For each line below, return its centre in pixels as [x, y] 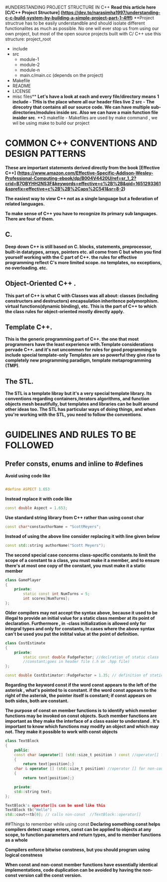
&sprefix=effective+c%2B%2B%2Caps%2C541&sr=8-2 [65, 189]
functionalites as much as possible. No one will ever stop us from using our [82, 28]
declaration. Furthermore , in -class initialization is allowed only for [76, 623]
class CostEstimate [25, 643]
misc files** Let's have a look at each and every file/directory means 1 [86, 96]
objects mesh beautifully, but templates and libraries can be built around [82, 404]
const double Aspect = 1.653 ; [37, 508]
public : [22, 750]
